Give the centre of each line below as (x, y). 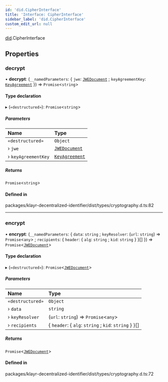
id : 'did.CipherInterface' (33, 10)
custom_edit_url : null (29, 24)
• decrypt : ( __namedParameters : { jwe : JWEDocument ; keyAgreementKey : (75, 79)
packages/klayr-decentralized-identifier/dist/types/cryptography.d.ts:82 (79, 206)
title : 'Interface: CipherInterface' (44, 15)
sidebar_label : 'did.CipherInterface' (45, 19)
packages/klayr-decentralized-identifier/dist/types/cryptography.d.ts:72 (79, 373)
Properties (22, 54)
